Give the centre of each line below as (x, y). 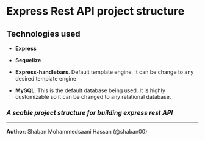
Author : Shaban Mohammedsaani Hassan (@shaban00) (77, 132)
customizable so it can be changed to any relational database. (93, 97)
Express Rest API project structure (95, 11)
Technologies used (43, 34)
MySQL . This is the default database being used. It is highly (90, 90)
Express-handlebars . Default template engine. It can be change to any (104, 72)
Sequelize (28, 60)
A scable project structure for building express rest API (90, 112)
